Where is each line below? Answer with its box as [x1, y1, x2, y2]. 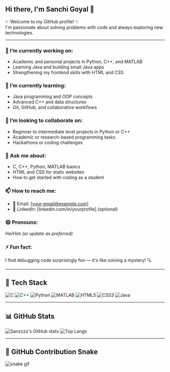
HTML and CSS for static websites [12, 169, 84, 175]
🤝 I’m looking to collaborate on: [5, 117, 83, 124]
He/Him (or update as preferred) [5, 230, 73, 236]
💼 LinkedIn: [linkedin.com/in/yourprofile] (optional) [12, 206, 118, 212]
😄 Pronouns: [5, 219, 38, 226]
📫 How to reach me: [5, 187, 57, 194]
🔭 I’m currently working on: [5, 47, 73, 54]
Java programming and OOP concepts [12, 93, 93, 99]
